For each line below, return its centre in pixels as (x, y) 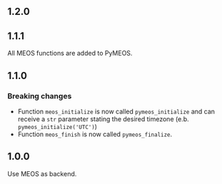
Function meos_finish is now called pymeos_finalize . (95, 134)
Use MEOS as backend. (42, 173)
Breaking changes (40, 96)
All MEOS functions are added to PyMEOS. (70, 53)
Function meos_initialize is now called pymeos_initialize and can (116, 111)
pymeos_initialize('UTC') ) (57, 126)
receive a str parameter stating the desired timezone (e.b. (103, 119)
